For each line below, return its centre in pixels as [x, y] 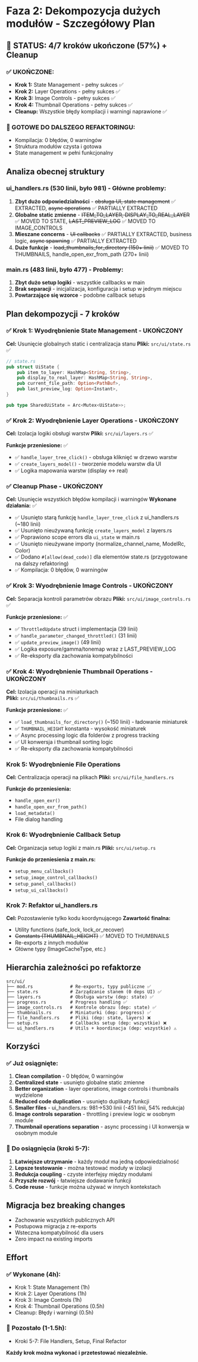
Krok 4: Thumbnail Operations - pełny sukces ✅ [73, 105]
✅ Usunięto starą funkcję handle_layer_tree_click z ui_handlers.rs [97, 517]
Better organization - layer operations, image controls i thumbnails [97, 1089]
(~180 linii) [28, 524]
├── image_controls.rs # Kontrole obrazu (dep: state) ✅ [81, 1007]
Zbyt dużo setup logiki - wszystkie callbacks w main [80, 283]
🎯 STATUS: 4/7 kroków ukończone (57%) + [87, 45]
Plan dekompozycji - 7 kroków [63, 314]
